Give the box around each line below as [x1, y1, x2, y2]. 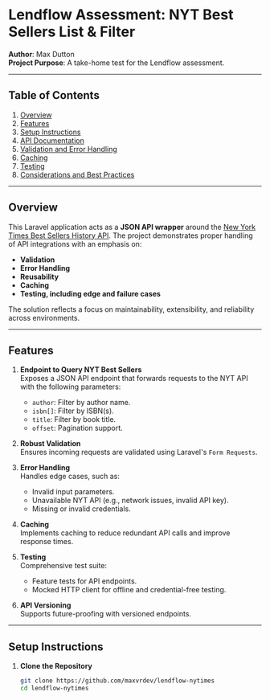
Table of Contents [8, 88, 100, 102]
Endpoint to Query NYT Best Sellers [19, 365, 142, 375]
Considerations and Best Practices [19, 170, 135, 179]
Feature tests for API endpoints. [31, 576, 137, 586]
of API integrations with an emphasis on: [8, 239, 142, 248]
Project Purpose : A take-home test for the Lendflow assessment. [8, 58, 225, 68]
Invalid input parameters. [31, 487, 115, 497]
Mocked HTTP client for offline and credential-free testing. [31, 585, 227, 595]
